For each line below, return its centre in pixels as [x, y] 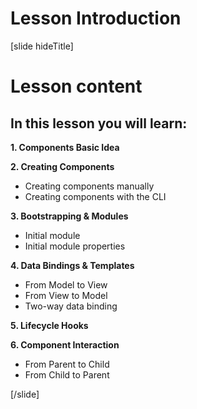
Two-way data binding [71, 306]
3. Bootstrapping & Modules [69, 216]
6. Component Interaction [65, 344]
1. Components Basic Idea [65, 147]
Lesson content [76, 86]
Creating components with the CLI [95, 196]
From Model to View [66, 284]
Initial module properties [75, 246]
